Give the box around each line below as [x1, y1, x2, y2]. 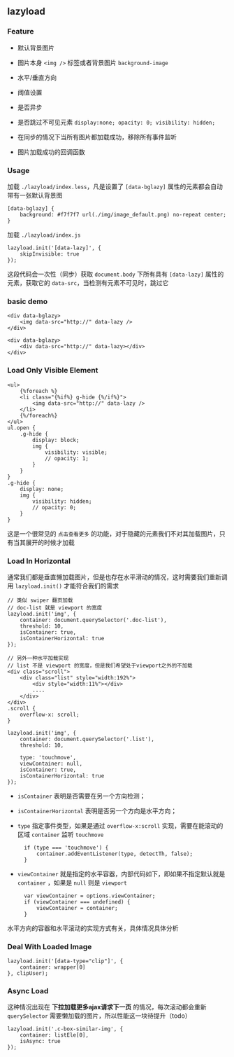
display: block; [32, 436, 80, 443]
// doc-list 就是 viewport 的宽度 [7, 604, 103, 612]
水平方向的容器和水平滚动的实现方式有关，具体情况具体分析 [7, 924, 179, 932]
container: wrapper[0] [20, 964, 86, 971]
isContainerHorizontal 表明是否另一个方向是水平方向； [17, 806, 177, 815]
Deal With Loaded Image [7, 941, 92, 951]
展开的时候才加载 [25, 538, 75, 546]
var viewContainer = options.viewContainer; [24, 892, 156, 899]
